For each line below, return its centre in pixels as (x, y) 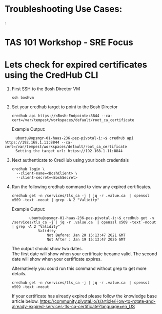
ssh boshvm (23, 98)
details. (19, 274)
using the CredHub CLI (51, 75)
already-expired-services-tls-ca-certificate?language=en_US (73, 307)
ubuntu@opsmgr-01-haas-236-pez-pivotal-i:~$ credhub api (74, 138)
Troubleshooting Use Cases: (63, 9)
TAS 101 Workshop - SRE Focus (69, 42)
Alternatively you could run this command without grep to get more (79, 268)
